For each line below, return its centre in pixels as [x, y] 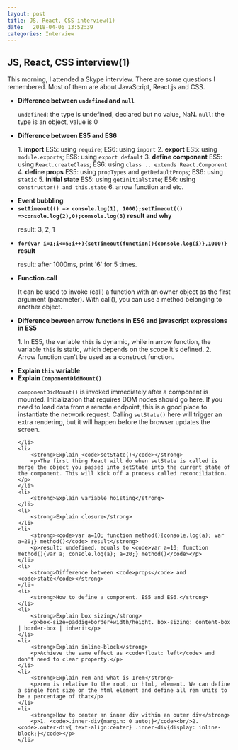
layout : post [27, 14]
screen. [29, 430]
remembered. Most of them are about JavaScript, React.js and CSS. [106, 87]
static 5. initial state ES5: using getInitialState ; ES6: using [107, 180]
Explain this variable [49, 371]
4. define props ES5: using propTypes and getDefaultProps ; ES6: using [120, 172]
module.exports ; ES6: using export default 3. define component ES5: [120, 157]
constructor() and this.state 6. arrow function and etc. [101, 187]
